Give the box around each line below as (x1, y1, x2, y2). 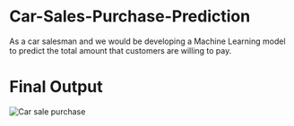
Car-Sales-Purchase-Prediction (9, 6, 251, 27)
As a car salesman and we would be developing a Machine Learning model (9, 36, 286, 46)
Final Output (9, 77, 103, 97)
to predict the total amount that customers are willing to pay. (9, 45, 232, 55)
